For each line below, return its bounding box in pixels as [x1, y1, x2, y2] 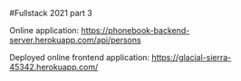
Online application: [9, 25, 80, 35]
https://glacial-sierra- [151, 52, 232, 62]
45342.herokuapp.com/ [9, 62, 99, 72]
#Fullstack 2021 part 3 [9, 8, 93, 18]
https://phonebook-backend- [81, 25, 190, 35]
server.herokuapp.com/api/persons [9, 35, 142, 45]
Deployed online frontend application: [9, 52, 150, 62]
